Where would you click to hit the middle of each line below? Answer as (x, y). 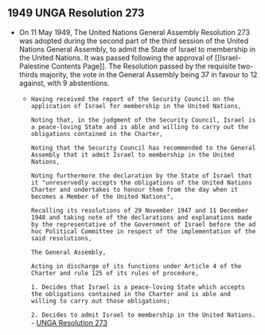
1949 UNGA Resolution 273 (76, 13)
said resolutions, (61, 238)
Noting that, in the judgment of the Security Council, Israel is (143, 120)
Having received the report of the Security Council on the (132, 99)
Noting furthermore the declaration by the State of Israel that (141, 175)
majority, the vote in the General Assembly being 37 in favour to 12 (148, 74)
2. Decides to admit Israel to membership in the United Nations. (143, 315)
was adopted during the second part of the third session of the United (133, 41)
